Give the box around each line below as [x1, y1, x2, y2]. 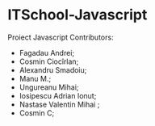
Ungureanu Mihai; [19, 82, 79, 92]
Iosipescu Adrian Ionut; [19, 90, 97, 100]
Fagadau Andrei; [19, 48, 74, 57]
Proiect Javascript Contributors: [7, 32, 114, 42]
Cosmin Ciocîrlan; [19, 57, 79, 66]
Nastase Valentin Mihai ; [19, 99, 100, 109]
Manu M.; [19, 73, 52, 83]
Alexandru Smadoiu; [19, 65, 87, 74]
